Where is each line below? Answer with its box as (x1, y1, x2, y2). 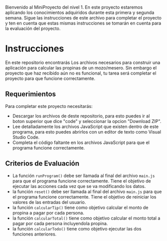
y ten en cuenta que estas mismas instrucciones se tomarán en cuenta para (5, 20, 161, 26)
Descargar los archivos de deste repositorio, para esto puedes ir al (12, 112, 150, 119)
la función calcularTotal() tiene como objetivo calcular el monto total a (12, 215, 160, 221)
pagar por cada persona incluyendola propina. (12, 220, 108, 226)
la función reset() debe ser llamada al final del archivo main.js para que (12, 188, 162, 194)
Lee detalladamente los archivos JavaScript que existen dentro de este (12, 123, 159, 129)
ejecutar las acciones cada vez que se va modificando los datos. (12, 183, 146, 189)
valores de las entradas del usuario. (12, 199, 86, 205)
